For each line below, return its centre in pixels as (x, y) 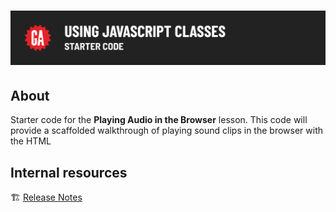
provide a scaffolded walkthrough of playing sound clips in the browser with (166, 131)
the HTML (31, 141)
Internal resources (69, 172)
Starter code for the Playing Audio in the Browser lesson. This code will (159, 120)
